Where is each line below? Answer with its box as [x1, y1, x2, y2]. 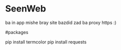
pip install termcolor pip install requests [5, 38, 87, 45]
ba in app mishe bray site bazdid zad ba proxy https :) [5, 19, 116, 25]
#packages [5, 29, 29, 35]
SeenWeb [5, 3, 46, 14]
